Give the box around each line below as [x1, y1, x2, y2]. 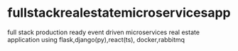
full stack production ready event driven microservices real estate [7, 28, 200, 36]
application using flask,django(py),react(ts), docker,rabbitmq [7, 35, 185, 43]
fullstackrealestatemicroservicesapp [7, 5, 231, 21]
